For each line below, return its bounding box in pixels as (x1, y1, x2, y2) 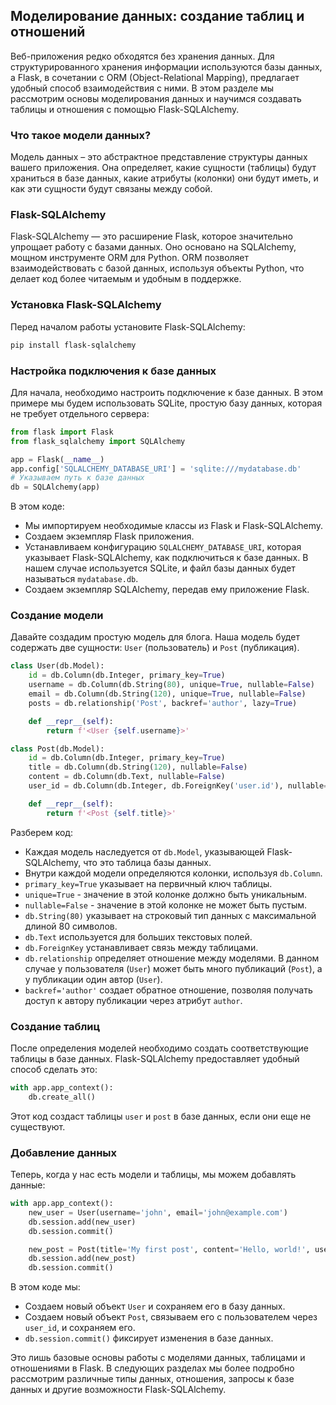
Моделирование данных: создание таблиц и (10, 8, 305, 25)
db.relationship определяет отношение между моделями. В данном (24, 952, 320, 964)
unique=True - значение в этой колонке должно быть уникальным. (24, 888, 308, 900)
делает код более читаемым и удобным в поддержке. (10, 273, 242, 285)
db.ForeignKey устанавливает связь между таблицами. (24, 941, 259, 953)
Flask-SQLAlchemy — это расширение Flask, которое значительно (10, 230, 293, 243)
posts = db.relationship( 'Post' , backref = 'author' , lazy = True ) (28, 698, 298, 708)
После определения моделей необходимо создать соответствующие (10, 1042, 309, 1054)
